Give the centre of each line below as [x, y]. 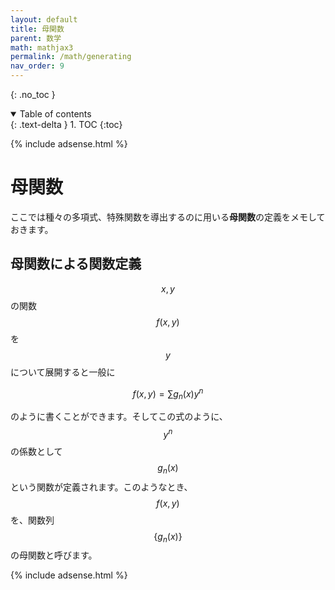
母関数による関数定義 [76, 264]
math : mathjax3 [42, 47]
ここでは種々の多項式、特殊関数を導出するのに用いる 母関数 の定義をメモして [168, 217]
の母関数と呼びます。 [54, 555]
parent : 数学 [36, 38]
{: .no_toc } [33, 94]
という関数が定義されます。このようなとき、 [101, 487]
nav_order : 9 [37, 66]
